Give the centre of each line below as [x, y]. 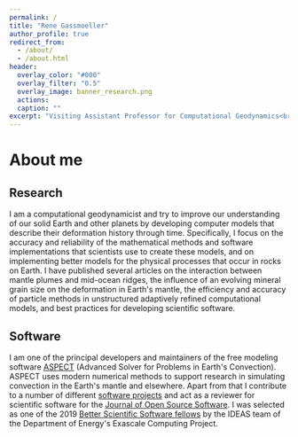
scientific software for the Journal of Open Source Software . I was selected [147, 404]
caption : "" [39, 108]
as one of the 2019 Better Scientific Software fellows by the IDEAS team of [145, 414]
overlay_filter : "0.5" [59, 83]
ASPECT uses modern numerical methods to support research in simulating [147, 376]
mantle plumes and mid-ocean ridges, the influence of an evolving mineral [145, 280]
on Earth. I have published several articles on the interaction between [136, 270]
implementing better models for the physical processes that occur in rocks [145, 261]
